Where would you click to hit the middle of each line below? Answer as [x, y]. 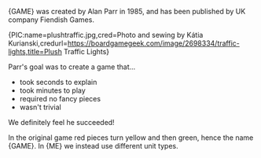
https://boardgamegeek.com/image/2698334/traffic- [153, 43]
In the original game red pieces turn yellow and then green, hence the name [131, 138]
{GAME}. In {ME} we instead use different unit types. [93, 146]
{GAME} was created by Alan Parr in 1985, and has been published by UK [127, 11]
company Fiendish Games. [51, 20]
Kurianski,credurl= [38, 43]
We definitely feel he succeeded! [62, 122]
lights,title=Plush [35, 51]
